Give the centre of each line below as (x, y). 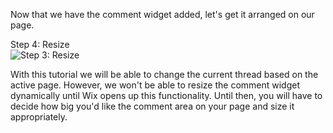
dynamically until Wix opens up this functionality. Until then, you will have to (166, 95)
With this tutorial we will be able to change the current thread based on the (164, 74)
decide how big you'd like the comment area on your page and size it (152, 106)
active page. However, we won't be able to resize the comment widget (155, 85)
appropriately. (39, 117)
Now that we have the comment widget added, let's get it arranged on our (162, 14)
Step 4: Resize (40, 44)
